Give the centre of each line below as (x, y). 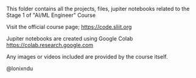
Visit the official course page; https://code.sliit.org (69, 27)
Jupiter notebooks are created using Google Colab (70, 38)
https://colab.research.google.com (50, 45)
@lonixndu (20, 68)
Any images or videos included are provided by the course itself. (87, 57)
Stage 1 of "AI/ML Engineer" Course (51, 15)
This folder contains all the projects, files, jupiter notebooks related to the (98, 9)
